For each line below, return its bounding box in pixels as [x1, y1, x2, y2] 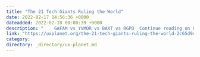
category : [6, 36, 31, 42]
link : [6, 31, 20, 37]
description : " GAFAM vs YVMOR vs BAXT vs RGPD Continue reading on [6, 25, 190, 31]
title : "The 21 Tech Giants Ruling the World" [6, 8, 124, 15]
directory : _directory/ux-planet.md [6, 42, 97, 48]
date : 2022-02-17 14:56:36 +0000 [6, 14, 89, 20]
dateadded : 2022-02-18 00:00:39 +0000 [6, 20, 102, 26]
